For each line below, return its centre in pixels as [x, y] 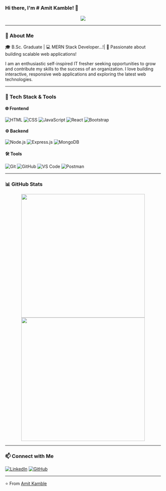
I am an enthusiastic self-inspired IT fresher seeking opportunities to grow [81, 63]
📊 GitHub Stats [24, 184]
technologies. [19, 79]
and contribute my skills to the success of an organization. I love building [79, 69]
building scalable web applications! [41, 54]
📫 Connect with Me [29, 456]
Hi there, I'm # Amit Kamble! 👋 [42, 8]
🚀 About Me [20, 36]
